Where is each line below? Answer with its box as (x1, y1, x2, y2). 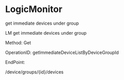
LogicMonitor (5, 4, 63, 15)
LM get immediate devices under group (5, 30, 87, 36)
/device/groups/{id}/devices (5, 69, 64, 75)
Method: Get (5, 39, 31, 46)
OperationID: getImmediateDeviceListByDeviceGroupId (5, 49, 119, 55)
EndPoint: (5, 59, 25, 65)
